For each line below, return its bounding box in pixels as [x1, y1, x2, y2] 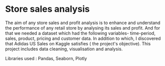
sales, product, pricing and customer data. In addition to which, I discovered [5, 35, 161, 41]
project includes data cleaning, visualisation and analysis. [5, 46, 123, 52]
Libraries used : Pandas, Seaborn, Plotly [5, 55, 87, 61]
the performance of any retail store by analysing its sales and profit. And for [5, 25, 161, 31]
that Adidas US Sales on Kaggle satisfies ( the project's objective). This [5, 40, 151, 46]
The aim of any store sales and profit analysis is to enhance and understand [5, 20, 161, 26]
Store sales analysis [5, 3, 90, 15]
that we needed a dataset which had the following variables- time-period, [5, 30, 156, 36]
